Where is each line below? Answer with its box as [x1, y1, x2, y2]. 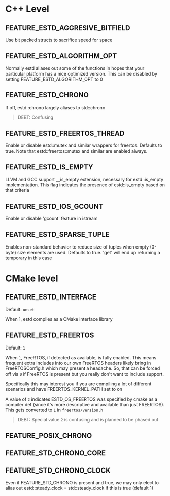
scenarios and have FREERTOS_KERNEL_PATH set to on [5, 386, 123, 392]
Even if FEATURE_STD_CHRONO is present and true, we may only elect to [5, 480, 159, 486]
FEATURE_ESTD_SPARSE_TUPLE [5, 230, 110, 239]
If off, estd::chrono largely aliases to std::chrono [5, 104, 106, 110]
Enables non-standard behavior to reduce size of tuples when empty [5, 243, 149, 250]
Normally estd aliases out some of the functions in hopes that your [5, 65, 145, 71]
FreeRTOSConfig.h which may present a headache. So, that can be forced [5, 365, 160, 371]
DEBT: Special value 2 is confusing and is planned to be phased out [17, 416, 159, 423]
